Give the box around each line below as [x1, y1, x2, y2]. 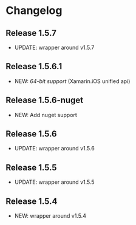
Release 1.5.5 [5, 162, 57, 173]
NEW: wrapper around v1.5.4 [14, 212, 86, 220]
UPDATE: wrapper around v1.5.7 [14, 44, 95, 51]
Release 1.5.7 [5, 28, 57, 38]
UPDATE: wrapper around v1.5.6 [14, 145, 95, 152]
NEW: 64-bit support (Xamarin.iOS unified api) [14, 77, 131, 85]
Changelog [5, 4, 63, 18]
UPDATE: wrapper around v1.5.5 [14, 178, 95, 186]
